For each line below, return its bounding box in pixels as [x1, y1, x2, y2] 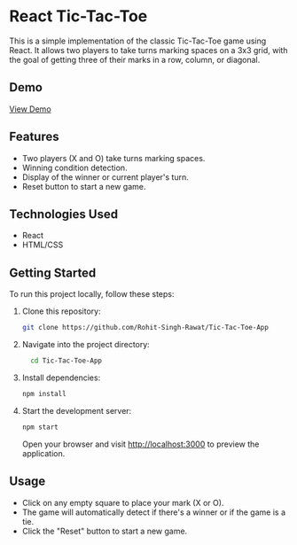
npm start [21, 423, 59, 432]
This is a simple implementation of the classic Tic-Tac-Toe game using [9, 35, 267, 46]
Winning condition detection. [21, 162, 128, 173]
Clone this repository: [21, 306, 101, 316]
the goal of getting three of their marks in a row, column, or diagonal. [9, 54, 261, 65]
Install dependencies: [21, 372, 101, 383]
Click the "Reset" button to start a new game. [21, 526, 188, 536]
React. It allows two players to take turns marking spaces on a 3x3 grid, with [9, 44, 288, 55]
